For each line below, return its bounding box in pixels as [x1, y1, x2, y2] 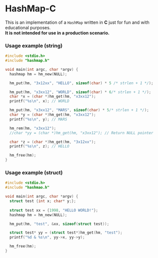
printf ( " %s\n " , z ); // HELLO [9, 144, 70, 149]
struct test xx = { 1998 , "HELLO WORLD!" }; [9, 207, 98, 213]
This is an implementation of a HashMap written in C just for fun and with [5, 19, 150, 25]
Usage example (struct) [5, 169, 63, 176]
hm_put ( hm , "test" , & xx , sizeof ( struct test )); [9, 221, 110, 226]
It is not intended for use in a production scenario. [5, 30, 110, 36]
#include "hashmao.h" [5, 185, 50, 190]
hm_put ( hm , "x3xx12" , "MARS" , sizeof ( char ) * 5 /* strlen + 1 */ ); [9, 107, 149, 113]
